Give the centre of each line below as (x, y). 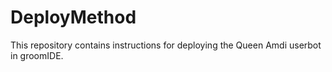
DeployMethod (73, 17)
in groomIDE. (37, 55)
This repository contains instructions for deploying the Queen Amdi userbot (166, 45)
